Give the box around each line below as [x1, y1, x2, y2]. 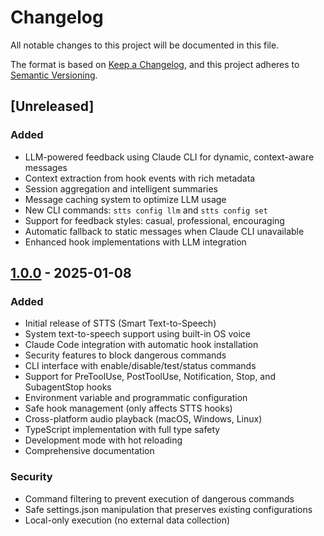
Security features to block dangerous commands [24, 349, 227, 361]
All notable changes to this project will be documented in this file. [10, 39, 280, 51]
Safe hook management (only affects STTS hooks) [24, 402, 233, 415]
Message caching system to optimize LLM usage [24, 193, 227, 205]
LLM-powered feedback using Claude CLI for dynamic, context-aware [24, 151, 315, 163]
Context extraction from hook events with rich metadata [24, 172, 256, 184]
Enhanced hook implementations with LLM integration [24, 236, 247, 248]
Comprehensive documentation [24, 445, 155, 457]
